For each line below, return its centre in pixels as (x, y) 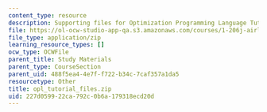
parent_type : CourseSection (55, 67)
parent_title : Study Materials (60, 60)
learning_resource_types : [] (56, 45)
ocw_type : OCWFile (39, 52)
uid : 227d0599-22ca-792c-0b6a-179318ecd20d (81, 96)
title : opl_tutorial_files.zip (60, 89)
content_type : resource (48, 15)
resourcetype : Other (43, 81)
